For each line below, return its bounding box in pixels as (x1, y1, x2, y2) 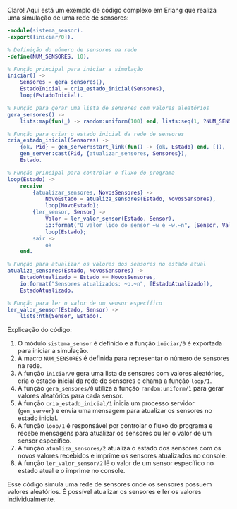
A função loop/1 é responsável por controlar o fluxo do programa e (17, 422, 213, 430)
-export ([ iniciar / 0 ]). (7, 33, 74, 41)
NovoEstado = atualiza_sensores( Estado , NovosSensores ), (44, 195, 217, 203)
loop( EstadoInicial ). (20, 92, 83, 99)
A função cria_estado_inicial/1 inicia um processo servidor (17, 399, 195, 407)
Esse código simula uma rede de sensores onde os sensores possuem (7, 480, 212, 489)
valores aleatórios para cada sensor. (17, 391, 123, 400)
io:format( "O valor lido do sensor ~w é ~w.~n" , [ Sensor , (44, 221, 219, 228)
